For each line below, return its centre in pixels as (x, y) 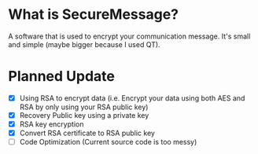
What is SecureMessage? (94, 15)
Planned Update (62, 77)
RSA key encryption (52, 124)
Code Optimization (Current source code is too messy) (108, 142)
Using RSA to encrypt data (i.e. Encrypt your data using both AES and (132, 98)
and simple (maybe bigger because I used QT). (84, 44)
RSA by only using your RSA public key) (84, 107)
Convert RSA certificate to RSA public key (87, 133)
